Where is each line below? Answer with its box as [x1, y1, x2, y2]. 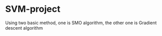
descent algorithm [5, 25, 43, 31]
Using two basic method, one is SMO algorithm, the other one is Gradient [5, 20, 157, 26]
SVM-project [5, 3, 60, 15]
